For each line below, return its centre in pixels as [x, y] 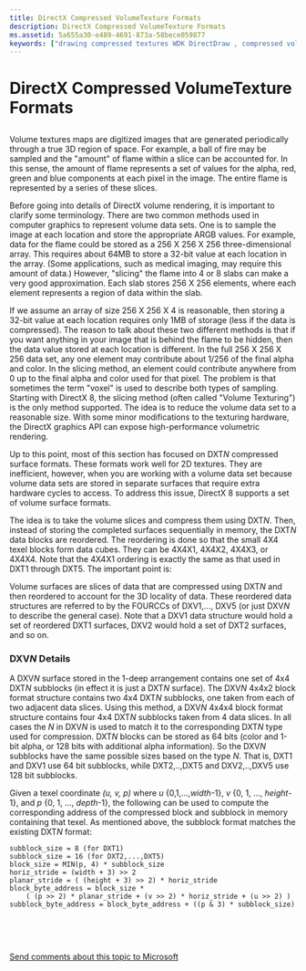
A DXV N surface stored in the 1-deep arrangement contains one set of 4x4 [150, 679]
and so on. [30, 634]
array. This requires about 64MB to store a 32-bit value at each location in [148, 254]
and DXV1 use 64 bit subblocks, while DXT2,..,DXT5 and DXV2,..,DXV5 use [149, 766]
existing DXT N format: [51, 832]
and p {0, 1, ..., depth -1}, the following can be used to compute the [144, 803]
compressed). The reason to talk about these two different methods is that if [153, 329]
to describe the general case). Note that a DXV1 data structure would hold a [151, 615]
